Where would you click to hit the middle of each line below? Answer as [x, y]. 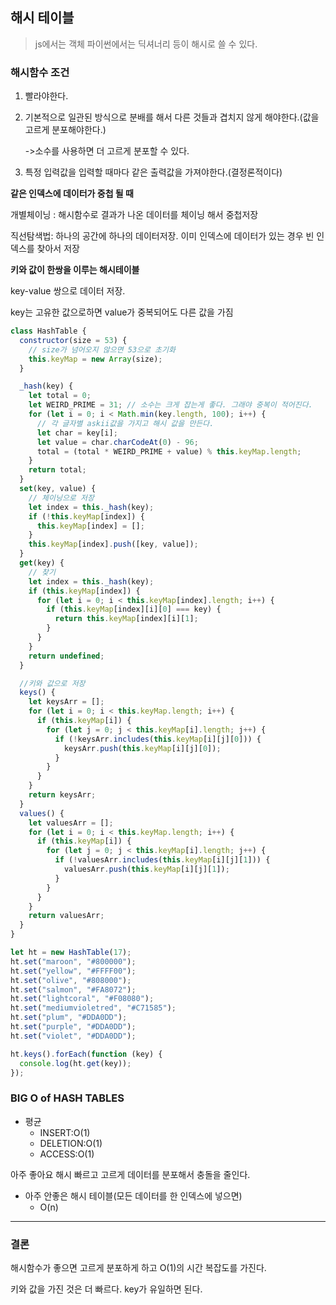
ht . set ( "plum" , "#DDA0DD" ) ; [69, 1018]
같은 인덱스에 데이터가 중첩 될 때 [72, 194]
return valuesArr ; [66, 916]
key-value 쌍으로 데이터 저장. [68, 291]
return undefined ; [66, 656]
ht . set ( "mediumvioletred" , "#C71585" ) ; [93, 1008]
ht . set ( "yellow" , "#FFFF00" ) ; [73, 971]
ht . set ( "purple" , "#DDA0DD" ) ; [73, 1027]
